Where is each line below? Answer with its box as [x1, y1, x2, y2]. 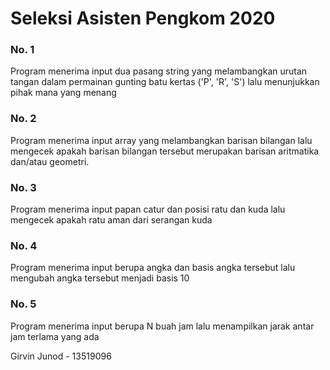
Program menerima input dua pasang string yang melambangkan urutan [10, 65, 308, 77]
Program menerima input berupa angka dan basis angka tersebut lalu [10, 262, 296, 274]
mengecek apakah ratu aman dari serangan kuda [10, 214, 213, 226]
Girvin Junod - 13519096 [10, 350, 112, 362]
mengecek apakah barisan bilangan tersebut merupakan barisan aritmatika [10, 145, 320, 157]
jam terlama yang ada [10, 330, 100, 342]
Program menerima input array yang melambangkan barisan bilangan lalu [10, 134, 313, 146]
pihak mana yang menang [10, 87, 117, 99]
